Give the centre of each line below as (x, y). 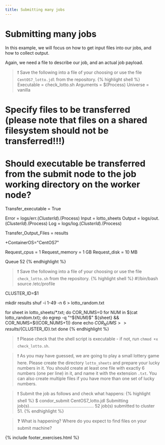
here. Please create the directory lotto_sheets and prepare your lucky (88, 363)
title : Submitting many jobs (35, 10)
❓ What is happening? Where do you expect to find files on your (82, 421)
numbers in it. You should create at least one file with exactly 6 (81, 368)
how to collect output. (27, 53)
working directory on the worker (73, 184)
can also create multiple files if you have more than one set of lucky (86, 379)
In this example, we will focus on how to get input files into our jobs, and (78, 48)
